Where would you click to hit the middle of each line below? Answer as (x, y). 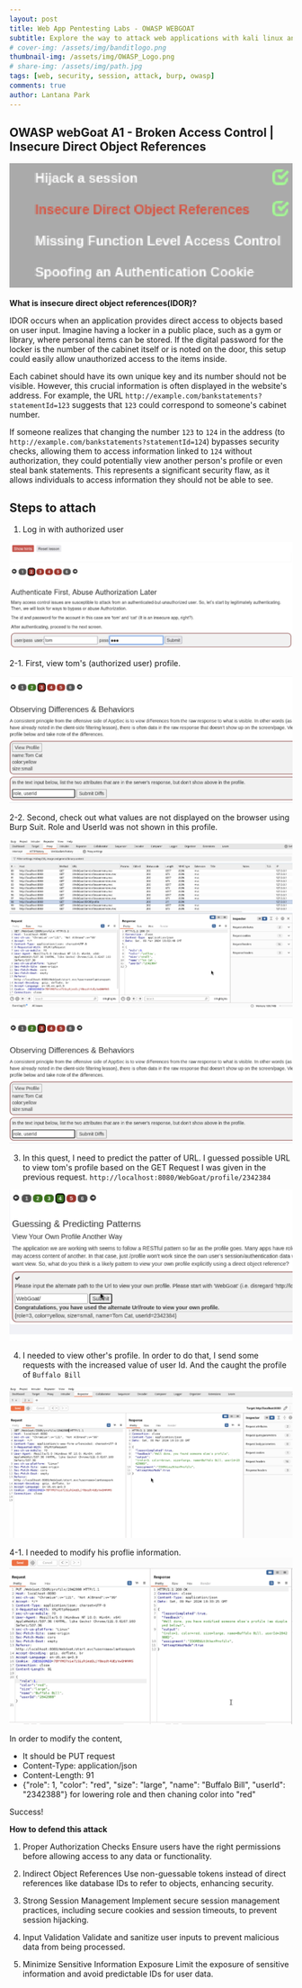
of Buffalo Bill (52, 1374)
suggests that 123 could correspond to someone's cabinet (179, 404)
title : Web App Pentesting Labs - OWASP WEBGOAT (102, 28)
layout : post (34, 19)
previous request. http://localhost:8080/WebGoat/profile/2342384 (147, 1177)
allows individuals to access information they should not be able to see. (142, 479)
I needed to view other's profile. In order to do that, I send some (140, 1355)
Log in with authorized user (73, 529)
